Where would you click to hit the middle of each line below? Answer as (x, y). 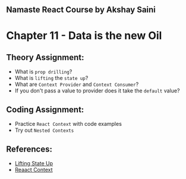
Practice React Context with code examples (68, 124)
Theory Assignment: (45, 57)
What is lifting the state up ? (51, 78)
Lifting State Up (34, 163)
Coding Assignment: (45, 109)
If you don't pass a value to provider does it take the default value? (97, 91)
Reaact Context (34, 170)
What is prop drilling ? (43, 72)
